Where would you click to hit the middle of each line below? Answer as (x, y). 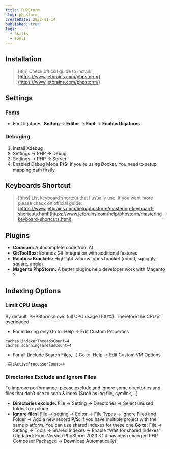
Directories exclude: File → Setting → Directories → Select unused (83, 403)
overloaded (17, 322)
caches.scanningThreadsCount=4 (38, 345)
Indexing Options (33, 291)
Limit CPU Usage (26, 305)
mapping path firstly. (34, 170)
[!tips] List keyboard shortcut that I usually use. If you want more (85, 198)
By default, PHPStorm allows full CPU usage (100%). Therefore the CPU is (83, 316)
